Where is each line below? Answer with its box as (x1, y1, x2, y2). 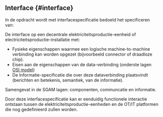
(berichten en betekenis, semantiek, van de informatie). (12, 77, 123, 83)
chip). (12, 56, 24, 62)
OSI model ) (12, 67, 35, 73)
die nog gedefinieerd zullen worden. (5, 106, 78, 112)
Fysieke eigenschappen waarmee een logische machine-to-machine (12, 46, 150, 52)
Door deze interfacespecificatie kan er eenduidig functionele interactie (5, 96, 147, 102)
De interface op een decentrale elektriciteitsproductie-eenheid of (5, 31, 136, 37)
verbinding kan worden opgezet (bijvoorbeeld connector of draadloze (12, 51, 153, 57)
